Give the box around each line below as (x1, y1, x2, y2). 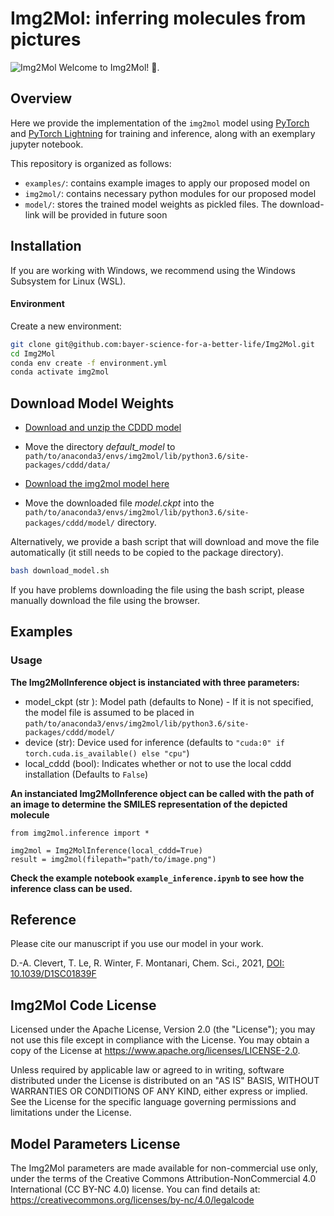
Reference (10, 912, 77, 929)
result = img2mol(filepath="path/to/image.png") (10, 854, 217, 864)
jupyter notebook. (10, 138, 84, 150)
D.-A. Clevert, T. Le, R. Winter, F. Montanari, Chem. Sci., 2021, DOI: (10, 957, 285, 969)
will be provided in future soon (41, 208, 168, 221)
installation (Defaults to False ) (24, 768, 149, 780)
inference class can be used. (10, 882, 133, 894)
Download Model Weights (10, 395, 175, 412)
